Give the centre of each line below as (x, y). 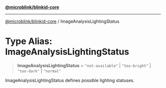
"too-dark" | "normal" (39, 71)
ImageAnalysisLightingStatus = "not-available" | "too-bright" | (84, 65)
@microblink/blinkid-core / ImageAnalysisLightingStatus (62, 21)
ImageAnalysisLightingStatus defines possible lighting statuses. (70, 80)
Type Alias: (29, 41)
